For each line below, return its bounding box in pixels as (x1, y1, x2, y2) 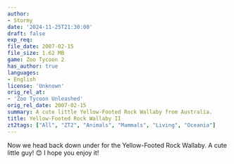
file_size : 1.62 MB (7, 50, 65, 57)
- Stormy (7, 17, 33, 24)
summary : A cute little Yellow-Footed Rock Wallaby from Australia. (7, 108, 213, 115)
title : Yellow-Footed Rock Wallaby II (7, 115, 121, 122)
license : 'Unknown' (7, 82, 65, 89)
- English (7, 75, 37, 83)
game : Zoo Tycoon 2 (7, 56, 65, 63)
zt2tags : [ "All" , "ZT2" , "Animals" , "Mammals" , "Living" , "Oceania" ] (7, 121, 216, 129)
